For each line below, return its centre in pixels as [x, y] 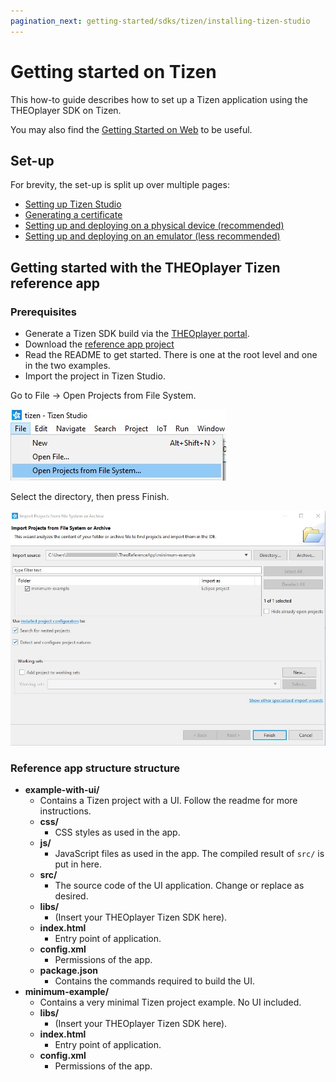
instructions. [65, 811]
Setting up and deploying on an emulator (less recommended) [152, 236]
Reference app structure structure [95, 768]
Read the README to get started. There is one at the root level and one [171, 355]
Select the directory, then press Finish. [90, 497]
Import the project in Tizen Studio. [95, 376]
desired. [71, 896]
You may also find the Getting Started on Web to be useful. [131, 129]
